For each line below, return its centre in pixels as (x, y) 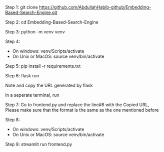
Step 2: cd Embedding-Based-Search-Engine (52, 22)
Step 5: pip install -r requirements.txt (43, 66)
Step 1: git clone (22, 7)
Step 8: (12, 120)
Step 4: (13, 41)
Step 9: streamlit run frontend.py (39, 144)
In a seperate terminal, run (32, 95)
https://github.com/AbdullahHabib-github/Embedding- (95, 7)
